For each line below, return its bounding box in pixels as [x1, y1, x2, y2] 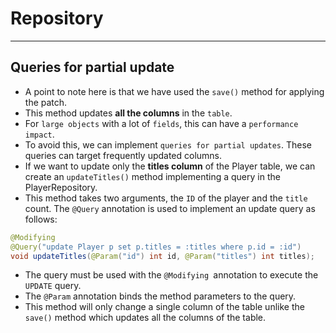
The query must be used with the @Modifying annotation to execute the [24, 269, 319, 281]
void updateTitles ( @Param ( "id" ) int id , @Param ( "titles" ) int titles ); [10, 251, 315, 261]
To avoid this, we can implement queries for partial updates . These [24, 138, 313, 151]
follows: [24, 213, 58, 225]
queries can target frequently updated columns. [24, 149, 223, 161]
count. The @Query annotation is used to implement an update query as [24, 202, 316, 214]
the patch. [24, 96, 68, 108]
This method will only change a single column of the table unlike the [24, 301, 305, 313]
